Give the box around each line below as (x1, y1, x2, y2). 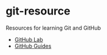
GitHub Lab (14, 36, 43, 43)
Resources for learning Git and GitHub (5, 24, 102, 31)
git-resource (5, 4, 71, 18)
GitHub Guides (14, 42, 52, 50)
